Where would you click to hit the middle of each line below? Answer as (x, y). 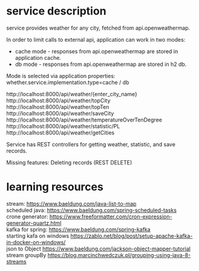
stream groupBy (26, 255)
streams (16, 261)
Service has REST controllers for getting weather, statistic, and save (91, 144)
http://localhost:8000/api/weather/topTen (58, 106)
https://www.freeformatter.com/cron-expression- (111, 217)
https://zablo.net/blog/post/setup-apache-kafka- (132, 236)
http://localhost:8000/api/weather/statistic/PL (63, 126)
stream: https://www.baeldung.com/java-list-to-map (71, 203)
